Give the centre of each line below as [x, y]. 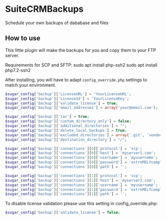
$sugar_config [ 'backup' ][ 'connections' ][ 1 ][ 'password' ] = [66, 189]
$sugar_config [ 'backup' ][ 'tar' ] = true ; [47, 117]
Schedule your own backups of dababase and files [57, 23]
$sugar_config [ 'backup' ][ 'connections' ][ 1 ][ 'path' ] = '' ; [66, 194]
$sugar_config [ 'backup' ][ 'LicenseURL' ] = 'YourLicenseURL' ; [68, 94]
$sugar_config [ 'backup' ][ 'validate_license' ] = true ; [62, 103]
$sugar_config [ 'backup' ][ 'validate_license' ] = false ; [63, 213]
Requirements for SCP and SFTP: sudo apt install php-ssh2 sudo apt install [81, 65]
